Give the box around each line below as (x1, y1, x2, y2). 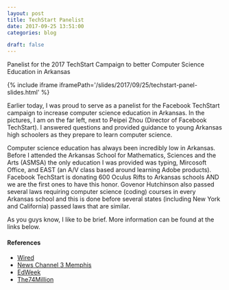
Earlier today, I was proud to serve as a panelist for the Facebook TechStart (7, 101, 220, 110)
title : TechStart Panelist (7, 16, 84, 23)
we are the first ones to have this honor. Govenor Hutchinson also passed (7, 180, 215, 189)
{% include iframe (7, 81, 58, 89)
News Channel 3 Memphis (16, 261, 92, 269)
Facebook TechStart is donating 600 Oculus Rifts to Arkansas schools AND (7, 173, 219, 182)
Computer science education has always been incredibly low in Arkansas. (7, 144, 216, 152)
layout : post (7, 10, 45, 17)
